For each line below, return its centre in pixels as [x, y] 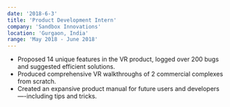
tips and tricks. [76, 96]
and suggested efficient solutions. [66, 67]
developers [203, 89]
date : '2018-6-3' [32, 14]
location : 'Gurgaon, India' [48, 33]
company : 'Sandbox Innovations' [54, 26]
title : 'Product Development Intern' [62, 20]
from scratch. [37, 81]
